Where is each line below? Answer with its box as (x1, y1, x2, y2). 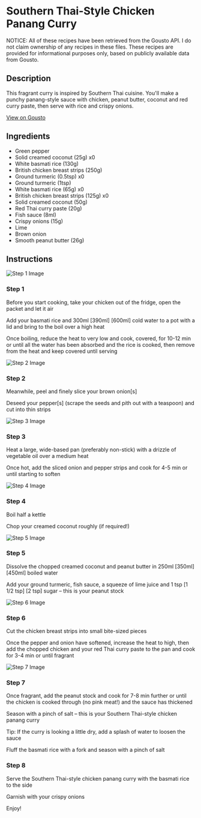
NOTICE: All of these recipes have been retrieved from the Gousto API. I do (6, 37, 191, 44)
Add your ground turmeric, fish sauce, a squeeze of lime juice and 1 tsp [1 (6, 581, 188, 588)
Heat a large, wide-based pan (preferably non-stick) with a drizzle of (6, 446, 176, 453)
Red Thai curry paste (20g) (14, 204, 82, 212)
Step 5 (6, 549, 26, 557)
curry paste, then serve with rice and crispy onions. (6, 102, 134, 109)
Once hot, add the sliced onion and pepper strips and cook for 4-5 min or (6, 464, 188, 471)
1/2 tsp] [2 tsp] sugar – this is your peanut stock (6, 587, 124, 594)
